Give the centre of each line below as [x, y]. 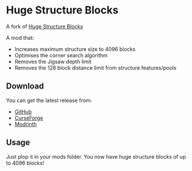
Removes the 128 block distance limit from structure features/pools [95, 67]
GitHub [23, 111]
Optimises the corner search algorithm [61, 55]
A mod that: [20, 37]
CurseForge [29, 118]
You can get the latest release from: [49, 100]
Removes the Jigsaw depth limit [53, 61]
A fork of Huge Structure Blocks [44, 26]
